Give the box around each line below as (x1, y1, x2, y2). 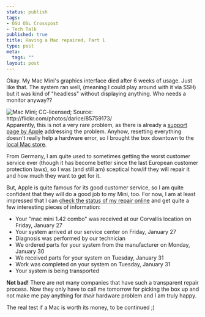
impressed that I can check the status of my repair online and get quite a (6, 197, 190, 204)
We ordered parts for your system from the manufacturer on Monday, (15, 241, 190, 248)
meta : (6, 49, 20, 55)
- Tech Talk (6, 26, 37, 32)
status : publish (6, 9, 48, 15)
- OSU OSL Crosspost (6, 20, 59, 26)
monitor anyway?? (6, 96, 53, 104)
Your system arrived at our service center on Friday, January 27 (15, 228, 176, 235)
